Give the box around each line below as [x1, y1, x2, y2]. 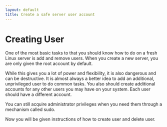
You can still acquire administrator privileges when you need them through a [5, 101, 162, 107]
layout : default [5, 7, 39, 12]
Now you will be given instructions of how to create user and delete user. [5, 116, 156, 122]
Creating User [5, 33, 64, 45]
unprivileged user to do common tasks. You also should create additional [5, 81, 155, 87]
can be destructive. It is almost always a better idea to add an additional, [5, 75, 154, 81]
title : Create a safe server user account [5, 12, 95, 17]
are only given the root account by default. [5, 60, 93, 66]
